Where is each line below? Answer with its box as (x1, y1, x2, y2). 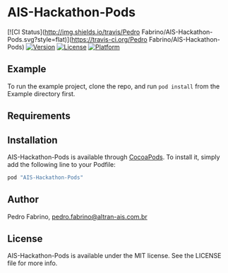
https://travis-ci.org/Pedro (71, 35, 148, 43)
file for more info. (7, 259, 58, 267)
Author (7, 194, 39, 206)
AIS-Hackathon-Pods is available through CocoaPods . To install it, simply (7, 153, 220, 161)
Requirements (7, 110, 71, 122)
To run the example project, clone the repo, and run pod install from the (7, 82, 220, 91)
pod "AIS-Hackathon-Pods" (7, 174, 83, 181)
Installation (7, 134, 58, 146)
